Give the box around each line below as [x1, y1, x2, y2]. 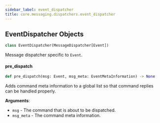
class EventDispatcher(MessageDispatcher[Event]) [5, 43, 109, 48]
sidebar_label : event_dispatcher [5, 7, 74, 12]
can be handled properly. [5, 88, 56, 94]
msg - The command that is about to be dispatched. [12, 107, 116, 113]
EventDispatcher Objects [5, 30, 84, 38]
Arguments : [5, 98, 31, 104]
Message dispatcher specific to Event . [5, 52, 83, 58]
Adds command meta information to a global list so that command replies [5, 83, 154, 89]
